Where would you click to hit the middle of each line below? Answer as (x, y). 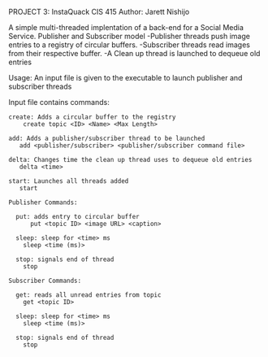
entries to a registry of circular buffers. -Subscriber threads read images (129, 45)
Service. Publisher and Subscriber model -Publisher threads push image (129, 36)
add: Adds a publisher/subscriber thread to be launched (107, 138)
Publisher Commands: (43, 202)
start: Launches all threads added (69, 181)
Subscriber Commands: (45, 281)
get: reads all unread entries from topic (89, 295)
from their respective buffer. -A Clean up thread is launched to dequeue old (134, 53)
